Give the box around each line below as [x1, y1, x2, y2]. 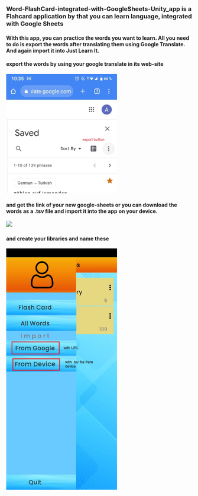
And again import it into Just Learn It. [6, 47, 99, 54]
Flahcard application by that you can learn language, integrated [6, 12, 192, 20]
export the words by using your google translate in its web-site [6, 61, 164, 68]
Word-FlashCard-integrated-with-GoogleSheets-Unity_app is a [6, 5, 192, 13]
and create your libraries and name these [6, 235, 109, 242]
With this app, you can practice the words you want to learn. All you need [6, 34, 190, 42]
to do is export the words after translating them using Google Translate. [6, 40, 186, 47]
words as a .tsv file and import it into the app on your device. [6, 207, 158, 215]
